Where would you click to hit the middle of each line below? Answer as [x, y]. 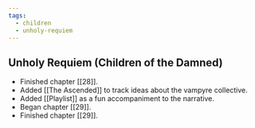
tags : [17, 16]
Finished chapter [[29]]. [59, 115]
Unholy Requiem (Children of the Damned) [116, 62]
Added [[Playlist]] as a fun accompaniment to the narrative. [117, 99]
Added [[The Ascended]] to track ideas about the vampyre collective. [134, 90]
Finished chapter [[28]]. [59, 82]
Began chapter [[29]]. [55, 107]
